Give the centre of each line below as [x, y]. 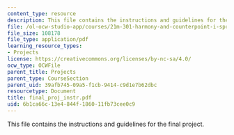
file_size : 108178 [34, 33]
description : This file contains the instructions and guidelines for [112, 20]
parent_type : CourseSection [48, 78]
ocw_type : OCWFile [34, 65]
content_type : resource [42, 14]
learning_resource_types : [45, 46]
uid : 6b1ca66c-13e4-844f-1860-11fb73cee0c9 [71, 104]
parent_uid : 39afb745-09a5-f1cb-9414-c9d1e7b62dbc [82, 85]
